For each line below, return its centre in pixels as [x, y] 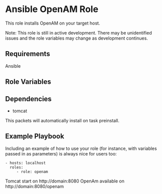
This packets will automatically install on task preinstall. [62, 120]
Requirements [28, 54]
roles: [17, 167]
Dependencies [28, 99]
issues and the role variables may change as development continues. [76, 38]
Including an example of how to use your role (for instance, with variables [81, 148]
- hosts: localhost [26, 163]
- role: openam [32, 171]
